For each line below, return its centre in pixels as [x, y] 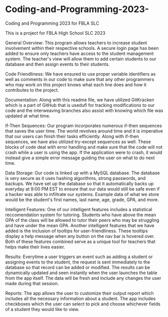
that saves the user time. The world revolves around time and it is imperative [84, 131]
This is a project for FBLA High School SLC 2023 [55, 33]
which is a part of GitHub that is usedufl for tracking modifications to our [80, 105]
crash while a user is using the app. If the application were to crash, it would [84, 152]
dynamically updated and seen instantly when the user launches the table [81, 273]
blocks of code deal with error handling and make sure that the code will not [84, 147]
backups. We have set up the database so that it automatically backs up [79, 183]
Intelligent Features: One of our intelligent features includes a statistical [79, 209]
